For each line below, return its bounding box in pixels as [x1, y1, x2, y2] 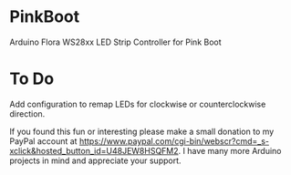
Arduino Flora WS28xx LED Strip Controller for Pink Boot [9, 36, 222, 47]
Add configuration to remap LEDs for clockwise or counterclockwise [9, 98, 266, 109]
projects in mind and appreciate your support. [9, 155, 182, 166]
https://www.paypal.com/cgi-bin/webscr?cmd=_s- [78, 135, 269, 147]
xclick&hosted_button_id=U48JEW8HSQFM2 [9, 145, 180, 156]
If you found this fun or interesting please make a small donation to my [9, 126, 275, 137]
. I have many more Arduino [178, 145, 282, 156]
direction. [9, 108, 46, 119]
